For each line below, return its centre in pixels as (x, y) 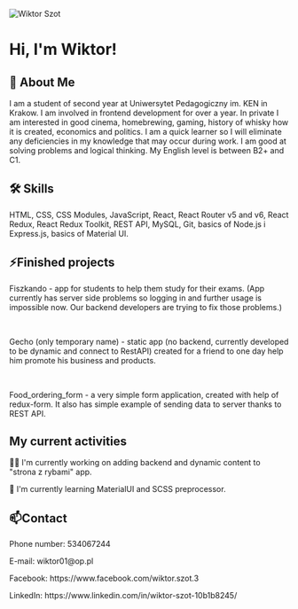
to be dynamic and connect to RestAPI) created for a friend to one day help (146, 351)
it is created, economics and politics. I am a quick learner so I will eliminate (145, 132)
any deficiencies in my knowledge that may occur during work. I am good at (148, 141)
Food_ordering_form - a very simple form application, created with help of (144, 394)
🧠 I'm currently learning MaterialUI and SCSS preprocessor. (118, 489)
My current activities (68, 442)
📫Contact (39, 518)
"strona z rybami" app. (51, 472)
